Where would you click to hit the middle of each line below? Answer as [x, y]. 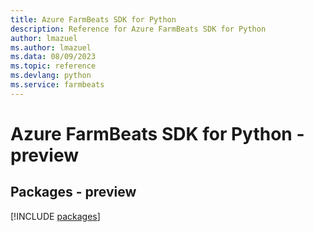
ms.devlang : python [51, 76]
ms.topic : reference [53, 66]
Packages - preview [73, 192]
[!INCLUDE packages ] [55, 216]
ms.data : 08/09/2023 [53, 57]
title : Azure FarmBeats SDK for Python [93, 19]
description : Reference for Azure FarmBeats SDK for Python [138, 29]
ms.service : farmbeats [57, 85]
